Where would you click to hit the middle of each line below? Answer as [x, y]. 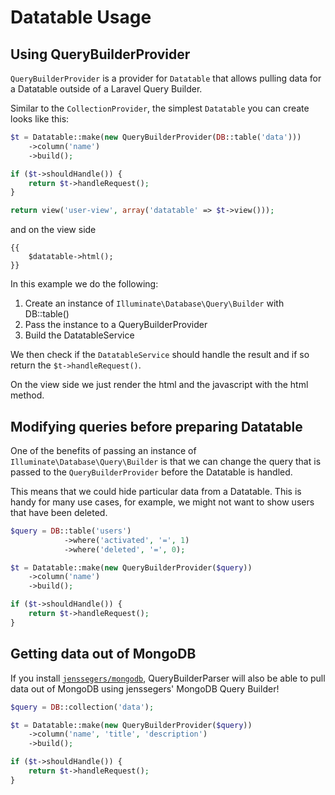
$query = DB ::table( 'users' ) [71, 531]
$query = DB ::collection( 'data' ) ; [82, 707]
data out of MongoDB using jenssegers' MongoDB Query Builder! [145, 688]
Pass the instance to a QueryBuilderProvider [116, 325]
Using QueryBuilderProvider [100, 54]
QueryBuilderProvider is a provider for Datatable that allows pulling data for [166, 78]
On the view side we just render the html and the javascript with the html [159, 385]
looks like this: [40, 119]
